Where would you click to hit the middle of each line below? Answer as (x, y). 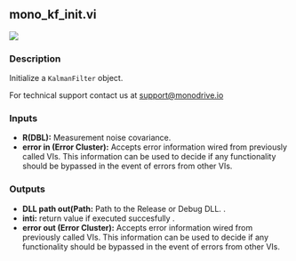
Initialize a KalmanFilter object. (66, 78)
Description (35, 59)
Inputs (24, 118)
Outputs (28, 189)
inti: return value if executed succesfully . (98, 218)
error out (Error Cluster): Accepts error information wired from (137, 227)
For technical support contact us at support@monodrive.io (116, 95)
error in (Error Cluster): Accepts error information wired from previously (154, 147)
